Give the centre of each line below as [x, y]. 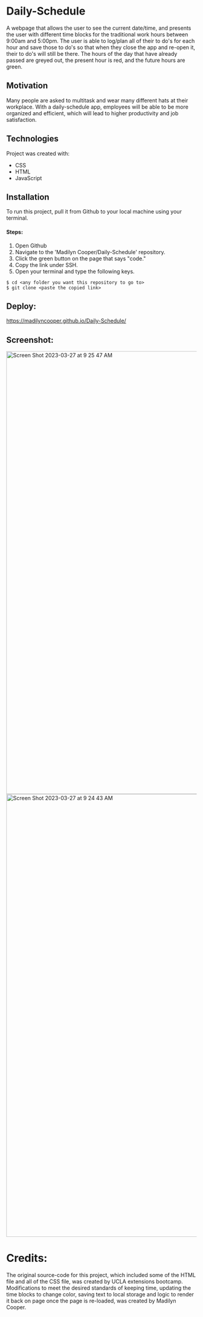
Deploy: [21, 306]
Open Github [31, 245]
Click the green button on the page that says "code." [80, 258]
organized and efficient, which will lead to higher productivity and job [92, 113]
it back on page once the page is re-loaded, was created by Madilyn [91, 1301]
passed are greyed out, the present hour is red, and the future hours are [96, 60]
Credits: [27, 1258]
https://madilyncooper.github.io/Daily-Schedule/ [66, 321]
